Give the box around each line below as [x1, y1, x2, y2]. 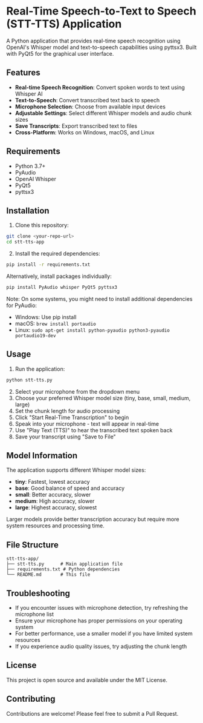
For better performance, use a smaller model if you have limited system [14, 630, 193, 637]
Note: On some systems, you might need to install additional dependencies [6, 295, 193, 302]
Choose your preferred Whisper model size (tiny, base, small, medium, [14, 394, 191, 401]
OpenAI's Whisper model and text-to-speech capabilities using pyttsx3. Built [6, 44, 197, 51]
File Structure [6, 540, 59, 550]
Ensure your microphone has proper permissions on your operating [14, 617, 183, 624]
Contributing [6, 694, 56, 704]
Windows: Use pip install [14, 313, 77, 320]
